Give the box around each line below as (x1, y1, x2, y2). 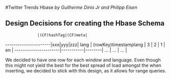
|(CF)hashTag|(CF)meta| (37, 33, 88, 38)
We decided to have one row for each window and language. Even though (5, 57, 161, 63)
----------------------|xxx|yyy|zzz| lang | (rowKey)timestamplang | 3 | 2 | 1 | (5, 41, 165, 47)
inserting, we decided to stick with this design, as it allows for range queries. (5, 67, 167, 73)
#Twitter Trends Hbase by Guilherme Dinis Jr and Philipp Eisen (5, 5, 138, 10)
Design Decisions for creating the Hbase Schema (5, 19, 165, 28)
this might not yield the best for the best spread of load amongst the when (5, 62, 162, 68)
